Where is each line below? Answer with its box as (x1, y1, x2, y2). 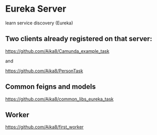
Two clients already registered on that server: (5, 35, 152, 43)
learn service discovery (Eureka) (5, 20, 73, 26)
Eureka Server (5, 3, 67, 15)
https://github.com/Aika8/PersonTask (5, 68, 84, 74)
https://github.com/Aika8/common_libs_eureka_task (5, 96, 114, 102)
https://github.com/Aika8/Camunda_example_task (5, 48, 110, 54)
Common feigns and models (5, 82, 96, 91)
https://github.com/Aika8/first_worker (5, 124, 84, 130)
